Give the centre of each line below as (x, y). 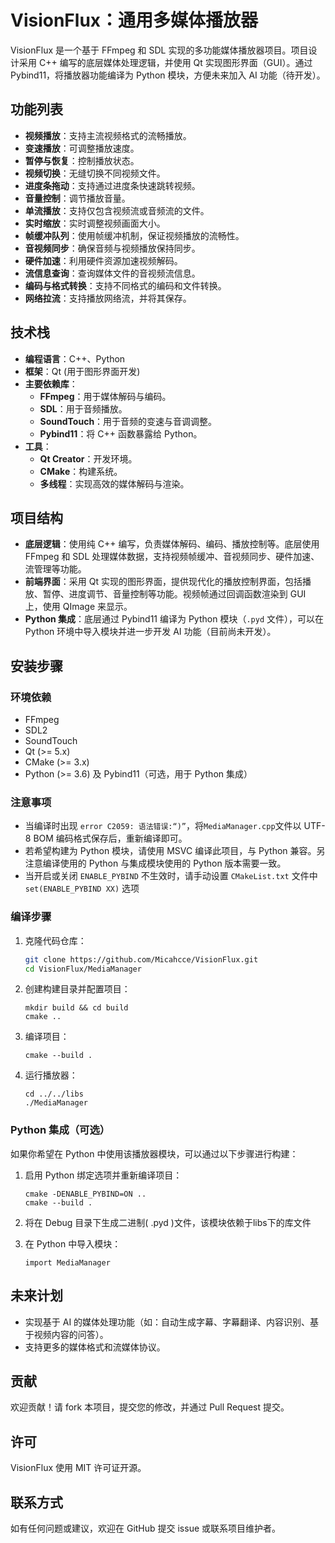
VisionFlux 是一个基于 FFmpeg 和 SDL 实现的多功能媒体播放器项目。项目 (159, 50)
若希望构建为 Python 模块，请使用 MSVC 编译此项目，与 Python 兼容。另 (175, 851)
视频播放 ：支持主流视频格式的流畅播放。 (108, 135)
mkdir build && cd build (76, 1008)
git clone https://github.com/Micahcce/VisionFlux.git (141, 959)
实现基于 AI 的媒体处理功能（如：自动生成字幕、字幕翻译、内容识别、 (167, 1322)
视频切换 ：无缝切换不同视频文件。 (95, 173)
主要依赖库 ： (51, 383)
